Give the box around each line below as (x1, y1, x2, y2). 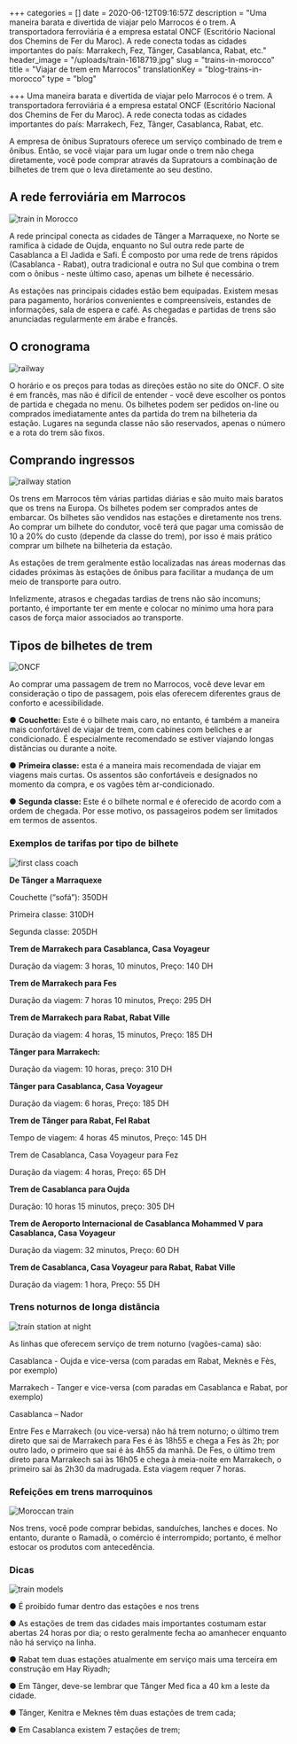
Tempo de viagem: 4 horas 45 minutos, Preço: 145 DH (9, 1132, 207, 1142)
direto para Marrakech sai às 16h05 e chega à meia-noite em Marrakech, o (9, 1453, 282, 1465)
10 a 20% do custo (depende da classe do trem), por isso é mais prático (9, 531, 273, 541)
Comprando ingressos (9, 453, 136, 468)
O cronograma (9, 339, 90, 354)
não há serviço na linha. (9, 1637, 97, 1647)
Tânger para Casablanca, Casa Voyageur (9, 1080, 164, 1091)
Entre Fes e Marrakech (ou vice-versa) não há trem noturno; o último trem (9, 1426, 279, 1436)
